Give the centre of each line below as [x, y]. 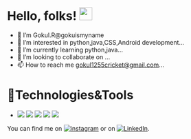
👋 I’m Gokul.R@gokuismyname [60, 35]
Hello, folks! [42, 16]
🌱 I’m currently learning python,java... [70, 50]
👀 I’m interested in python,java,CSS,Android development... [100, 42]
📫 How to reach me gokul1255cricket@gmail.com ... [91, 65]
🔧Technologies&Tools [70, 95]
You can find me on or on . [78, 128]
